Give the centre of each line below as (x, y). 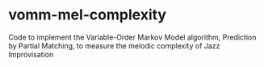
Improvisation (31, 54)
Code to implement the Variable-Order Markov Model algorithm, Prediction (132, 37)
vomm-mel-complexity (88, 15)
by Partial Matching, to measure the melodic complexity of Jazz (114, 45)
